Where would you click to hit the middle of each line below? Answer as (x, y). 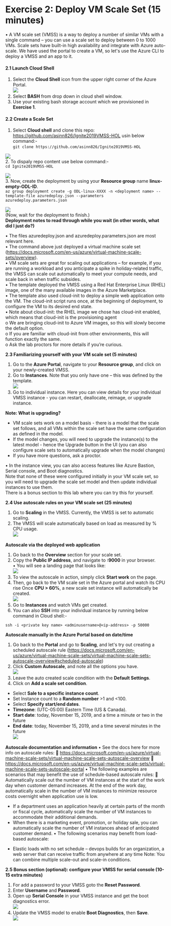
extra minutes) (27, 875)
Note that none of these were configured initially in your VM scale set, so (82, 477)
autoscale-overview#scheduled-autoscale (57, 661)
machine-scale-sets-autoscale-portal (45, 769)
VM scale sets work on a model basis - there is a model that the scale (86, 423)
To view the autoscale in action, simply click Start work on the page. (85, 577)
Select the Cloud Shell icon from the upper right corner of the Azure (84, 79)
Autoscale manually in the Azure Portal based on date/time (69, 635)
